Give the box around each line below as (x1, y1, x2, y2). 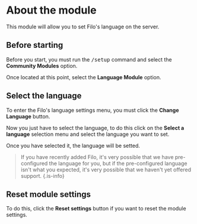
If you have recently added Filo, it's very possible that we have (20, 153, 174, 160)
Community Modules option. (6, 62, 78, 69)
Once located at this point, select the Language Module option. (6, 73, 161, 80)
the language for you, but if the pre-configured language (49, 160, 188, 167)
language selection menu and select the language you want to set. (6, 131, 170, 138)
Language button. (6, 113, 50, 120)
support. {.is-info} (20, 172, 65, 179)
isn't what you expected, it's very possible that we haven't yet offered (20, 166, 192, 173)
